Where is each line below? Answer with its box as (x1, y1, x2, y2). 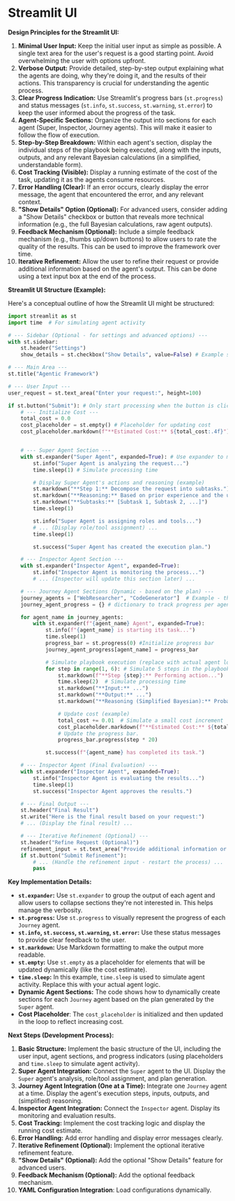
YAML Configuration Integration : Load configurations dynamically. (17, 1186, 212, 1194)
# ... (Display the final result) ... (20, 820, 133, 827)
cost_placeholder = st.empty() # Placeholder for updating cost (20, 422, 211, 429)
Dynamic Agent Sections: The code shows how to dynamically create (17, 988, 220, 996)
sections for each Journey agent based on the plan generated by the (17, 995, 215, 1004)
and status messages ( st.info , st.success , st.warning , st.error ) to (17, 101, 213, 109)
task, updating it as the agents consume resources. (17, 175, 166, 183)
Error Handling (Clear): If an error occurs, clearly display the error (17, 183, 209, 191)
